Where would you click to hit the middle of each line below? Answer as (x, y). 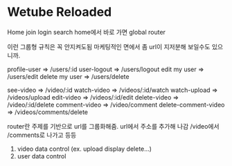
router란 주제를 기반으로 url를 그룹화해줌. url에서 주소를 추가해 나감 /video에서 (113, 126)
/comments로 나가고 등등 (42, 135)
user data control (42, 156)
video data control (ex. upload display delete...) (84, 149)
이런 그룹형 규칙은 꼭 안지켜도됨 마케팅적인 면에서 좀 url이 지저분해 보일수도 (109, 46)
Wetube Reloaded (60, 12)
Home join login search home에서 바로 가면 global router (87, 32)
